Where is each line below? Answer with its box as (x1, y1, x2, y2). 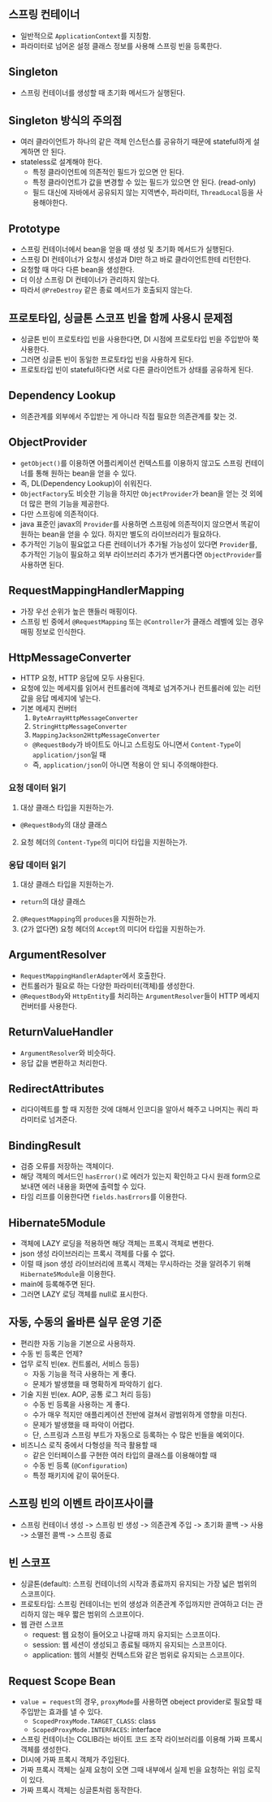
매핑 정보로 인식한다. (19, 627, 86, 636)
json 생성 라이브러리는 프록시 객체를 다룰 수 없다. (19, 1248, 175, 1258)
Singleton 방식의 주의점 (8, 114, 123, 128)
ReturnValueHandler (8, 1025, 114, 1039)
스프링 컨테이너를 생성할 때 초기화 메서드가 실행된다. (19, 88, 185, 98)
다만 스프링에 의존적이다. (19, 509, 99, 519)
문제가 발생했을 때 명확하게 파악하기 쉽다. (32, 1379, 163, 1388)
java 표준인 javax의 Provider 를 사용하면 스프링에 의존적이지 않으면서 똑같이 (19, 519, 261, 528)
